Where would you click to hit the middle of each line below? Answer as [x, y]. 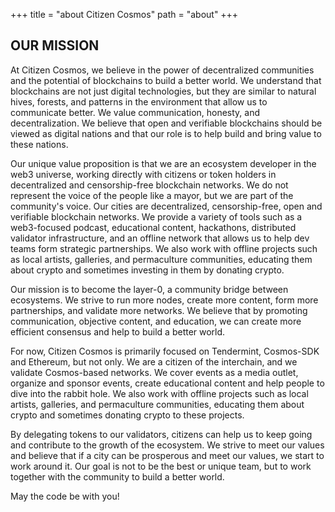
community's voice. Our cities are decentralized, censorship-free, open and [166, 206]
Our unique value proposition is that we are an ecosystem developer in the [163, 163]
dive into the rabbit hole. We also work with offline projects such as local [159, 393]
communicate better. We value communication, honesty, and [135, 112]
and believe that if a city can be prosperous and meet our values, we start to [167, 455]
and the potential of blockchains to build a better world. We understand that [166, 80]
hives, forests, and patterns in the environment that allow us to [139, 101]
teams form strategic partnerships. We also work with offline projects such [164, 248]
